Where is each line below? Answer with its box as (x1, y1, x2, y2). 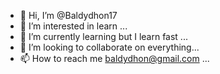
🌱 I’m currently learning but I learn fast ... (19, 31, 188, 42)
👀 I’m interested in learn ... (19, 20, 128, 32)
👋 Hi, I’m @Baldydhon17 (19, 10, 118, 21)
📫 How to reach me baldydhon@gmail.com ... (19, 53, 210, 64)
